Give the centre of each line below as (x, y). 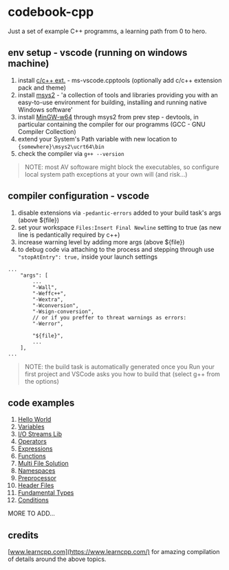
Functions (32, 456)
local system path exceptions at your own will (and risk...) (106, 174)
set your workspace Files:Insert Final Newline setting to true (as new (120, 227)
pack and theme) (42, 88)
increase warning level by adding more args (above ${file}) (101, 242)
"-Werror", (48, 324)
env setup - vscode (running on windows (98, 53)
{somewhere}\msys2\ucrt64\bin (61, 147)
